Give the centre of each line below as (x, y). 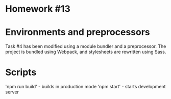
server (12, 92)
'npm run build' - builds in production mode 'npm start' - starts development (86, 87)
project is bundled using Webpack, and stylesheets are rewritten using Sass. (86, 52)
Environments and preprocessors (78, 32)
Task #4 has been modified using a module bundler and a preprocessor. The (86, 46)
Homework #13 (38, 9)
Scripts (21, 72)
